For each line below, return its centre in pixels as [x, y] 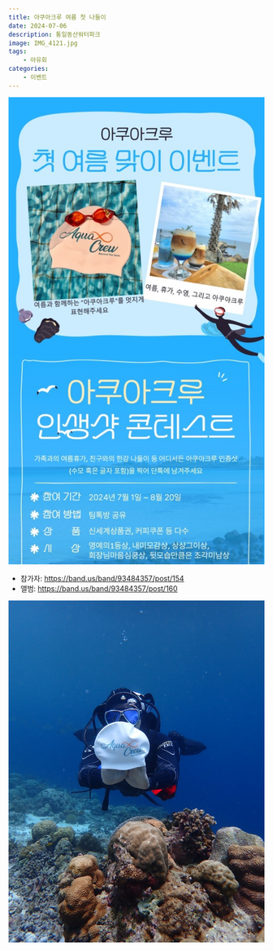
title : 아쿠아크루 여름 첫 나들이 [57, 17]
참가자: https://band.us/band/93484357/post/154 [102, 579]
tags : [17, 52]
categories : [28, 69]
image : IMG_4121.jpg [43, 43]
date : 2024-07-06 [38, 26]
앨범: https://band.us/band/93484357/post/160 [99, 589]
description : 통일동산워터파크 [54, 34]
